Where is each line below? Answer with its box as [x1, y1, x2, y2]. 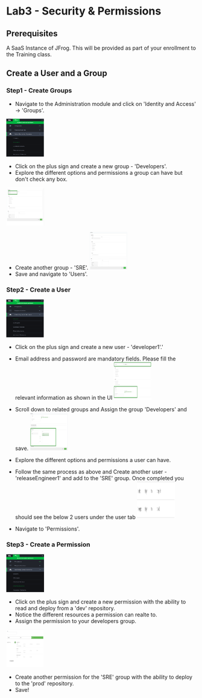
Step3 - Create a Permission [6, 540, 90, 549]
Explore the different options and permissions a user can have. [14, 456, 171, 463]
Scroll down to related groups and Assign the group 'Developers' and [14, 405, 187, 413]
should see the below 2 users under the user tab [14, 513, 136, 521]
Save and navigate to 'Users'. [14, 270, 88, 278]
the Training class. [6, 51, 52, 58]
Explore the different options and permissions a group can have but [14, 169, 183, 176]
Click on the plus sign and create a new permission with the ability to [14, 598, 186, 605]
